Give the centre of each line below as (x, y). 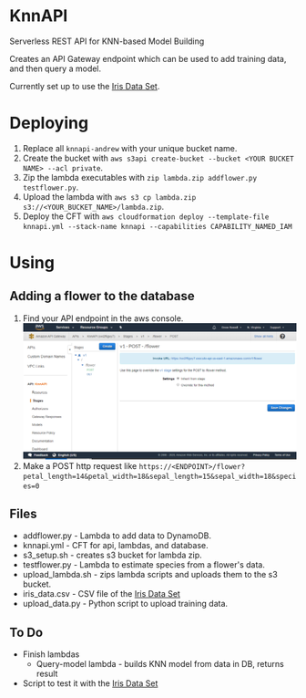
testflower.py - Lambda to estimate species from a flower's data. (144, 565)
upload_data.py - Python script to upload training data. (125, 604)
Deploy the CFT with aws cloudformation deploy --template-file (146, 216)
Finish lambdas (51, 654)
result (47, 674)
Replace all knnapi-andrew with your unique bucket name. (130, 148)
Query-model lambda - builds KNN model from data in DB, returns (160, 664)
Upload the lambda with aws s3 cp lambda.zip (109, 196)
